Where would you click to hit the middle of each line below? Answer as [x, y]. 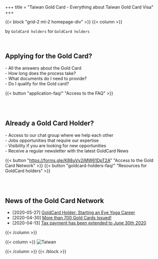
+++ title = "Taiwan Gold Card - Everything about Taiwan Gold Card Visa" [79, 7]
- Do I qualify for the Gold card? [37, 83]
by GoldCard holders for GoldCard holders [47, 31]
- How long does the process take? [40, 73]
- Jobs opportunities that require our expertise [52, 140]
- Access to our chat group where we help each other [59, 135]
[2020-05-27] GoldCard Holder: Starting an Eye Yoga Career [74, 212]
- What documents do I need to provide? [46, 78]
